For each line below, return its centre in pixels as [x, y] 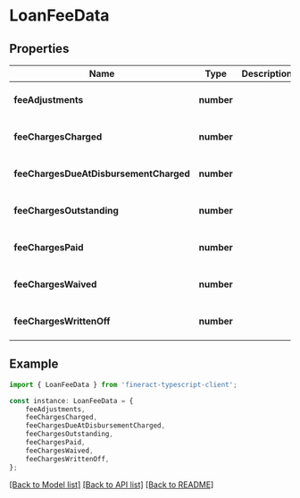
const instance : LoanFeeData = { [71, 401]
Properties [39, 49]
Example [34, 364]
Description [267, 74]
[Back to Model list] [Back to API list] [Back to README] [112, 485]
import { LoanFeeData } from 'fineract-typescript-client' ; [124, 384]
